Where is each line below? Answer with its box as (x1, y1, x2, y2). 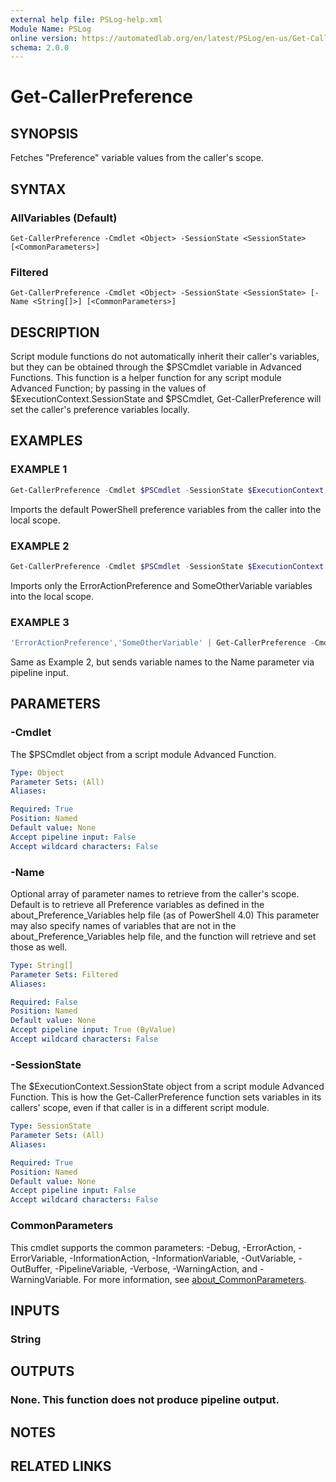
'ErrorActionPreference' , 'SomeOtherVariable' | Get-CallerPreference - (10, 638, 315, 648)
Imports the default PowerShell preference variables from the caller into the (10, 503, 322, 515)
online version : (10, 33, 78, 43)
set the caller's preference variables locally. (10, 404, 190, 416)
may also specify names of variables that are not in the (10, 919, 237, 931)
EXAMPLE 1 (10, 462, 68, 476)
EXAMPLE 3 (10, 615, 70, 629)
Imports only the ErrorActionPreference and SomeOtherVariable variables (10, 579, 313, 591)
